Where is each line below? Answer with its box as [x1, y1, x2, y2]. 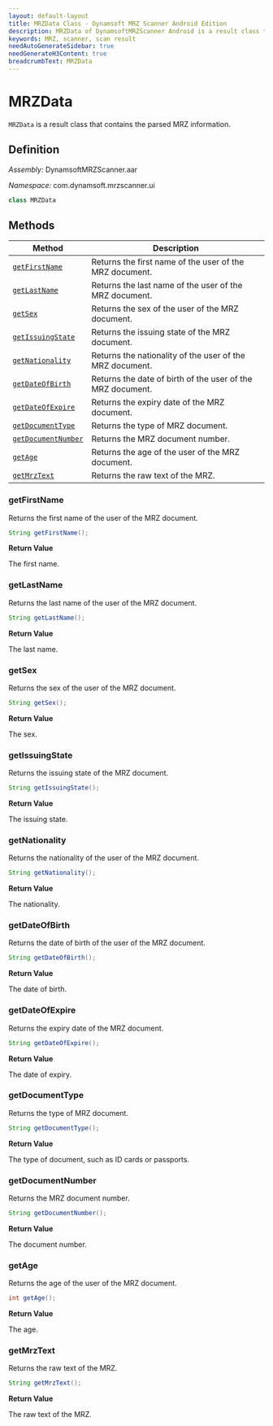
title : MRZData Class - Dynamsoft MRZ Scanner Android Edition [8, 20, 227, 28]
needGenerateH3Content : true [8, 50, 107, 58]
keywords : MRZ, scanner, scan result [8, 34, 136, 43]
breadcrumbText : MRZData [8, 58, 93, 66]
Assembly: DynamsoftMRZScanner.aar [8, 164, 138, 174]
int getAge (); [8, 1294, 57, 1302]
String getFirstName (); [8, 528, 89, 537]
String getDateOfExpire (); [8, 1039, 100, 1047]
